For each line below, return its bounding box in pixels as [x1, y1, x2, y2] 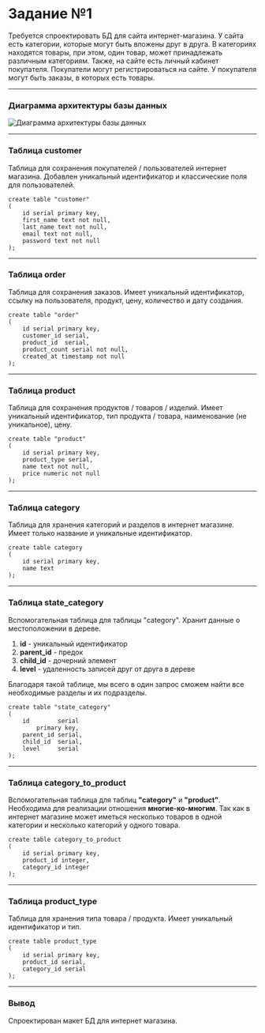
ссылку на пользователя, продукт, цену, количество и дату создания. [8, 296, 244, 305]
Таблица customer [8, 145, 83, 156]
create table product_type [8, 937, 97, 945]
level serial [22, 745, 80, 752]
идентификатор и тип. [8, 922, 82, 932]
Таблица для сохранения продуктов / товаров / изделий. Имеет [8, 403, 223, 413]
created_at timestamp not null [22, 353, 125, 360]
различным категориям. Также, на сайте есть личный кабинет [8, 56, 219, 66]
